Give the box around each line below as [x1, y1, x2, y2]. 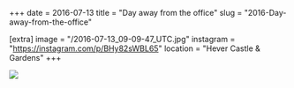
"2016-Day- [244, 8, 287, 18]
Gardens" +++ [9, 53, 62, 62]
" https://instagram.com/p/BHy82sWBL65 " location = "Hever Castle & [9, 43, 260, 54]
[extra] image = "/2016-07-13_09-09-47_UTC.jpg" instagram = [9, 34, 236, 44]
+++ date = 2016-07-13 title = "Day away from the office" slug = [9, 8, 243, 18]
